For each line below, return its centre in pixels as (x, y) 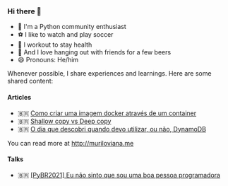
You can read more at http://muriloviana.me (71, 143)
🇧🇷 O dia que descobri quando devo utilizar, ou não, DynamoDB (112, 129)
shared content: (30, 81)
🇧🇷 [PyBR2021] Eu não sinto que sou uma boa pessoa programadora (119, 175)
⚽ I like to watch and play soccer (65, 35)
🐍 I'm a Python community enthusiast (72, 27)
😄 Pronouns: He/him (48, 60)
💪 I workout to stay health (55, 45)
